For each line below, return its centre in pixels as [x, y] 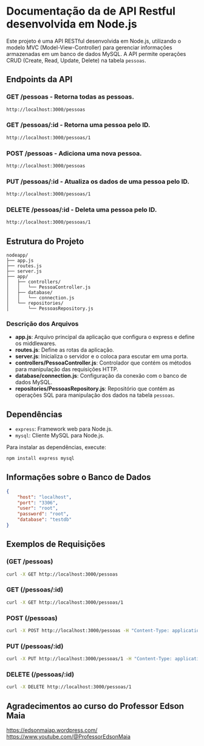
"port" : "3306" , [38, 503]
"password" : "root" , [43, 514]
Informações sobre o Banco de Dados [79, 477]
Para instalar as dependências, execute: [56, 447]
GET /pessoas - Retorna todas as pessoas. [70, 97]
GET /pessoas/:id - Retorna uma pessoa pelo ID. [78, 125]
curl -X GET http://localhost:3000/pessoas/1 [65, 602]
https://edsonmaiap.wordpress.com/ [52, 730]
